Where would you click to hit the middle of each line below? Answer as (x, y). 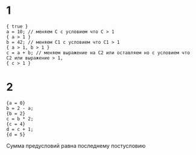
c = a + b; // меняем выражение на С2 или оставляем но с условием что (98, 53)
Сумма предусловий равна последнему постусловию (76, 145)
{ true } (17, 26)
